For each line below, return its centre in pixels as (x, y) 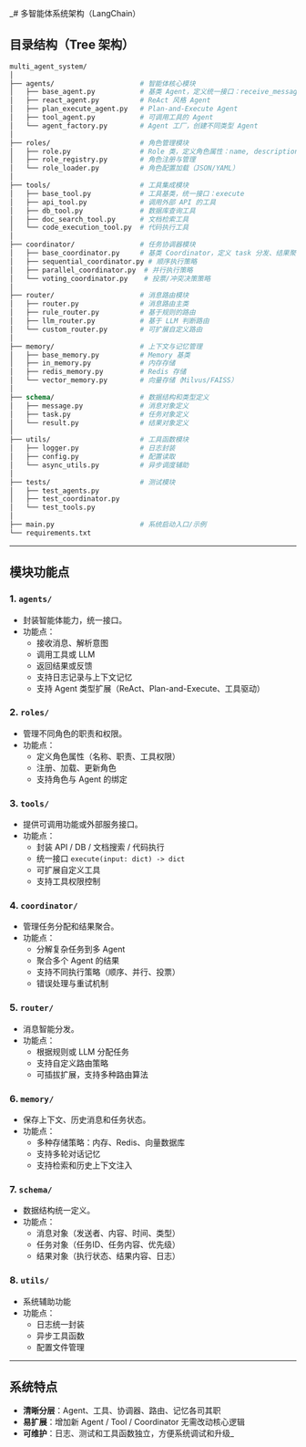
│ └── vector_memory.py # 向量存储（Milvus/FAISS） (124, 380)
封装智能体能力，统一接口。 (75, 619)
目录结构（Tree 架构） (72, 45)
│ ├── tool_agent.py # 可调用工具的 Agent (112, 118)
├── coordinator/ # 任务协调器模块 (102, 245)
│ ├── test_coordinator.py (65, 499)
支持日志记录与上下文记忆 (84, 677)
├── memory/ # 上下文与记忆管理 (106, 346)
